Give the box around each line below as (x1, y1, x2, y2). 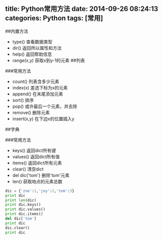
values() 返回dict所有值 (12, 154, 60, 160)
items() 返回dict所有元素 (12, 160, 62, 165)
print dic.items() (5, 212, 43, 217)
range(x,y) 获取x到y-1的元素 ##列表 (12, 57, 85, 63)
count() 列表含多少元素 (12, 79, 60, 84)
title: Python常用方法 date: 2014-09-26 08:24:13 (5, 4, 159, 13)
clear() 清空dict (12, 166, 44, 172)
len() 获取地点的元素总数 (12, 178, 63, 184)
